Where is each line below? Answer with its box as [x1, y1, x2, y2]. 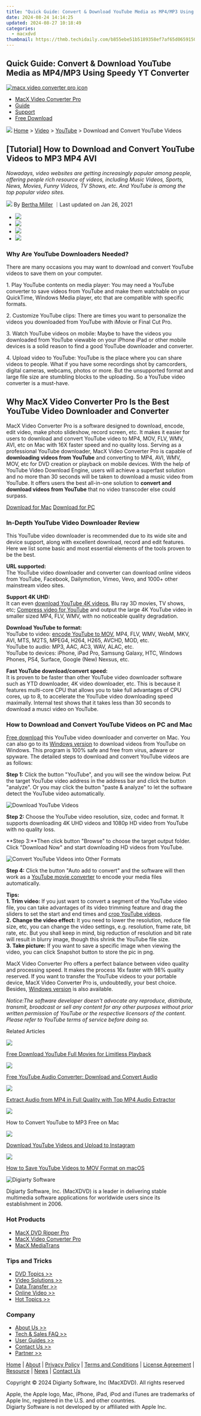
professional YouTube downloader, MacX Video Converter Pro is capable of [6, 447, 193, 454]
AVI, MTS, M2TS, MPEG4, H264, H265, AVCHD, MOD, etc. [6, 637, 150, 644]
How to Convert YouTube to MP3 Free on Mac [6, 1119, 120, 1126]
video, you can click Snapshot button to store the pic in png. [6, 948, 154, 956]
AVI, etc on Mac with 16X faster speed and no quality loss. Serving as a [6, 441, 181, 448]
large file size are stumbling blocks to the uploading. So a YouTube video [6, 373, 185, 380]
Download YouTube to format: [6, 624, 82, 631]
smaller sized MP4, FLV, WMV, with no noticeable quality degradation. [6, 612, 178, 619]
